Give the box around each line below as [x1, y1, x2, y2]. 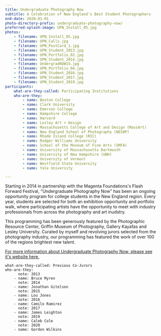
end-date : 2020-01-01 [5, 16, 49, 21]
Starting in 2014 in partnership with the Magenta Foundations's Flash [5, 183, 143, 189]
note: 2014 [18, 280, 40, 285]
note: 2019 [18, 315, 40, 319]
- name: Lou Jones [14, 293, 51, 298]
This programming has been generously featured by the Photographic [5, 219, 145, 224]
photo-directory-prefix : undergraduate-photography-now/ [5, 20, 123, 26]
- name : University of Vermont [22, 156, 86, 161]
